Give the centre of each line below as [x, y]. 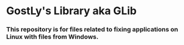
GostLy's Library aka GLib [71, 11]
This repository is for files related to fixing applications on [92, 30]
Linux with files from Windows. [52, 37]
